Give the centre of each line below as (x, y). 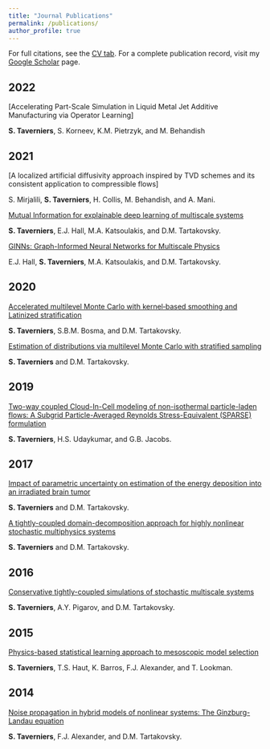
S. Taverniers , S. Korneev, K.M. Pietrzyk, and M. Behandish (107, 131)
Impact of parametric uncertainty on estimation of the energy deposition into (135, 484)
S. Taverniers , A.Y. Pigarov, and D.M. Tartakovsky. (92, 608)
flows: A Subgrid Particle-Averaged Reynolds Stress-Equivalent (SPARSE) (130, 415)
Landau (21, 721)
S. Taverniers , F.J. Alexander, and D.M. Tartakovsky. (95, 736)
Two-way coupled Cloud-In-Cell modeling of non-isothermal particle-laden (133, 406)
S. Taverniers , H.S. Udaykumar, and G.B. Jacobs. (90, 439)
